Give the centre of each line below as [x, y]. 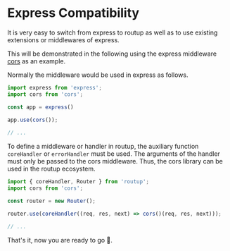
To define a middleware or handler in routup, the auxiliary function [103, 147]
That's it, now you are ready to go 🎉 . [60, 240]
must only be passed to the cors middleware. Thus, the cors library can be [115, 161]
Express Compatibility [73, 13]
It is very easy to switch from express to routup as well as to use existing [113, 32]
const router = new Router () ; [52, 201]
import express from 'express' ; [55, 87]
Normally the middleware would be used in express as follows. [98, 75]
